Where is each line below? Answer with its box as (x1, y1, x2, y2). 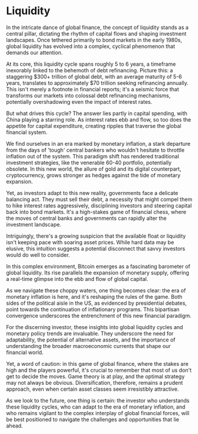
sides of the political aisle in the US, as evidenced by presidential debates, (6, 299, 187, 307)
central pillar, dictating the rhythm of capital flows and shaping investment (6, 30, 187, 37)
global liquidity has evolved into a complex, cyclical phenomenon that (6, 43, 176, 50)
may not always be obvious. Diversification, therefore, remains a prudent (6, 379, 183, 386)
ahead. (6, 422, 23, 429)
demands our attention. (6, 49, 63, 56)
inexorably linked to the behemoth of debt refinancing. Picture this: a (6, 66, 173, 74)
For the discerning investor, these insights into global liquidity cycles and (6, 323, 183, 330)
